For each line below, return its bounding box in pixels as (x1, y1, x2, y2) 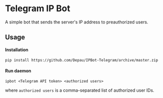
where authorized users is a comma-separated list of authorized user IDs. (5, 87, 155, 93)
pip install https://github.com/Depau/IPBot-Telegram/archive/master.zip (5, 58, 159, 62)
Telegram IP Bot (5, 3, 71, 14)
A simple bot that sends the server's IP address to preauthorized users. (5, 19, 148, 25)
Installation (5, 47, 28, 53)
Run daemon (5, 68, 32, 74)
